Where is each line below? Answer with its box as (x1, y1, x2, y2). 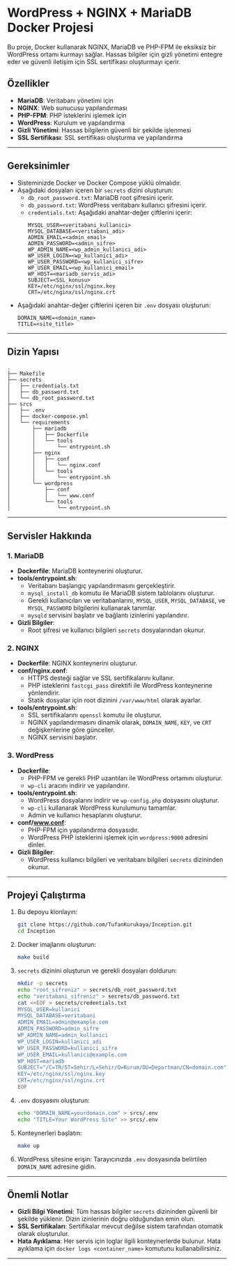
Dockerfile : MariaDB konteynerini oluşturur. (17, 566, 143, 576)
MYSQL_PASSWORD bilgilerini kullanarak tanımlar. (27, 604, 157, 612)
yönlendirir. (27, 688, 61, 697)
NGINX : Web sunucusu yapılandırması (17, 103, 127, 112)
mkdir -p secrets (17, 980, 68, 987)
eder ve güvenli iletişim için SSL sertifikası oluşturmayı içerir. (7, 57, 181, 65)
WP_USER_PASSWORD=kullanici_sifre (17, 1044, 118, 1051)
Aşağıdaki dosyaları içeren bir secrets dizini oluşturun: (17, 186, 174, 194)
